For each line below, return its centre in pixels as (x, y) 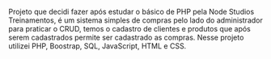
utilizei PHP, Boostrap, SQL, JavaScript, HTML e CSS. (97, 46)
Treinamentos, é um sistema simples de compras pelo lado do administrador (135, 20)
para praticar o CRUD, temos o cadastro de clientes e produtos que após (129, 29)
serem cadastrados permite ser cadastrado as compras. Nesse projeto (126, 37)
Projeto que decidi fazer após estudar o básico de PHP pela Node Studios (131, 12)
